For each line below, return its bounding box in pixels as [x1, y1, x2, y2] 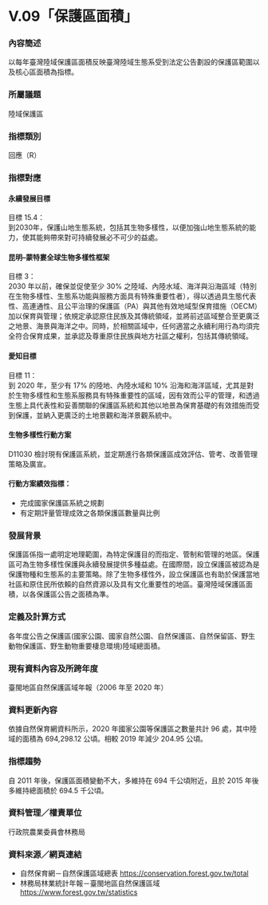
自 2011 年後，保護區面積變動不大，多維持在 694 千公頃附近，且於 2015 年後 [8, 775, 259, 785]
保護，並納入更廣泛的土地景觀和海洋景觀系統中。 [14, 410, 176, 419]
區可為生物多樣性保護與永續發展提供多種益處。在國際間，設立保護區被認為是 [8, 560, 260, 569]
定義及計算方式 [8, 612, 66, 623]
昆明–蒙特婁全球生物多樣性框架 [8, 252, 110, 262]
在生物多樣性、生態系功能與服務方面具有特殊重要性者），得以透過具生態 [8, 292, 242, 301]
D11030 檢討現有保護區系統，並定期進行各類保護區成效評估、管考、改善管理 [8, 449, 258, 458]
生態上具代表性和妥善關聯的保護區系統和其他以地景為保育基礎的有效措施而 [8, 400, 253, 410]
